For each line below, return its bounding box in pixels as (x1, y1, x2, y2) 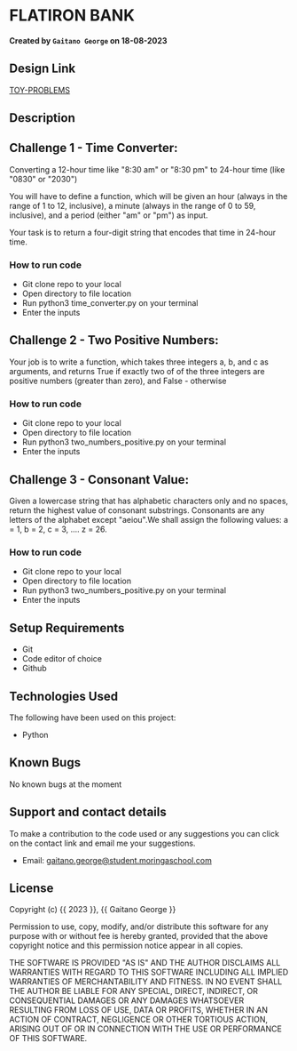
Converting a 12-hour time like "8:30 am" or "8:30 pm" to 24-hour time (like (9, 164, 285, 174)
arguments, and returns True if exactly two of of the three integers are (9, 365, 265, 376)
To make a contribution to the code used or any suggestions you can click (9, 828, 279, 838)
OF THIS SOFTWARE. (9, 1033, 88, 1044)
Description (9, 110, 75, 125)
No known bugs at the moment (9, 779, 122, 790)
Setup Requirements (9, 620, 125, 636)
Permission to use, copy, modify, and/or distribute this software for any (9, 921, 269, 932)
